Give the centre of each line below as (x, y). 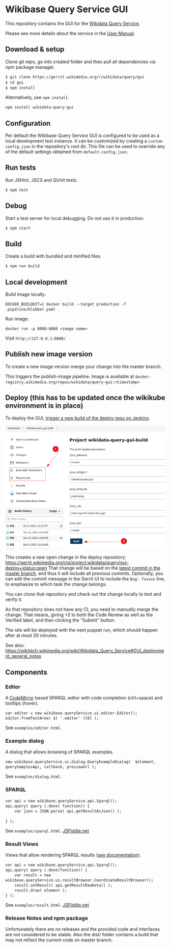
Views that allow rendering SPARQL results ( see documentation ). (73, 855)
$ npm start (18, 228)
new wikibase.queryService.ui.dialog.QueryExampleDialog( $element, (81, 762)
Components (26, 672)
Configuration (28, 123)
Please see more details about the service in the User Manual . (70, 33)
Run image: (17, 319)
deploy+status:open (26, 568)
